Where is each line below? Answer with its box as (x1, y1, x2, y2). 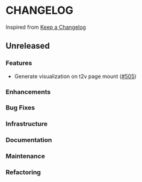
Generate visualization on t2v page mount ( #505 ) (14, 73, 137, 80)
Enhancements (5, 88, 51, 96)
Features (5, 59, 32, 67)
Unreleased (5, 41, 51, 51)
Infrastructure (5, 120, 48, 128)
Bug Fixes (5, 103, 35, 112)
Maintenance (5, 152, 46, 160)
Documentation (5, 136, 52, 144)
